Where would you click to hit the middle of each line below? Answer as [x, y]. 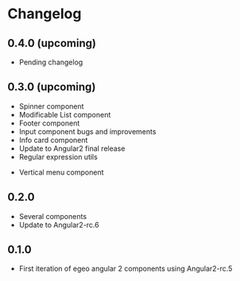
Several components [53, 216]
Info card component [53, 140]
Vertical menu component [61, 172]
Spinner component [51, 106]
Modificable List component [65, 114]
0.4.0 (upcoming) [52, 43]
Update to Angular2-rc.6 [59, 225]
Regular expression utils [58, 156]
